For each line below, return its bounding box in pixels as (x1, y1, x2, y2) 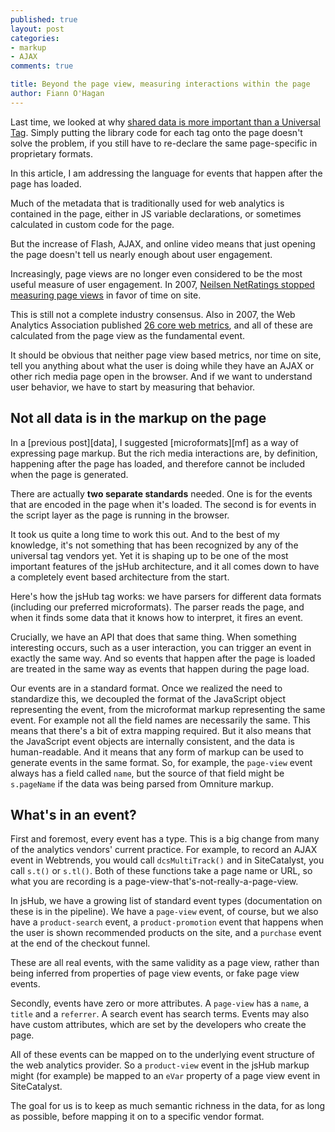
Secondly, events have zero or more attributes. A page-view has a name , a (10, 997, 310, 1010)
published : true (10, 14, 78, 25)
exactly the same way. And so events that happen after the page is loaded (10, 652, 316, 664)
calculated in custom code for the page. (10, 218, 175, 230)
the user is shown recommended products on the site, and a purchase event (10, 927, 322, 939)
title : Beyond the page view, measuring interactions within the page (10, 79, 311, 90)
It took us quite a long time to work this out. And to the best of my (10, 528, 280, 540)
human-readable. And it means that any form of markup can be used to (10, 746, 304, 758)
